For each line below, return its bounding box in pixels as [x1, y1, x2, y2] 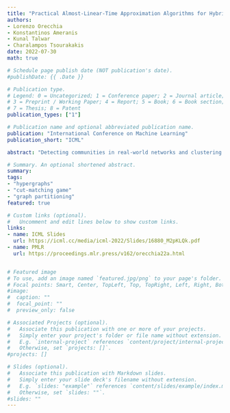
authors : [7, 16, 32, 23]
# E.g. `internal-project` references [7, 338, 125, 345]
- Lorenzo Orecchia [7, 23, 63, 29]
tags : [7, 174, 23, 181]
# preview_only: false [7, 307, 75, 314]
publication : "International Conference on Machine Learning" [7, 130, 188, 137]
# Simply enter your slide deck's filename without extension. [7, 376, 197, 383]
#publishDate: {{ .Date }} [7, 73, 84, 80]
